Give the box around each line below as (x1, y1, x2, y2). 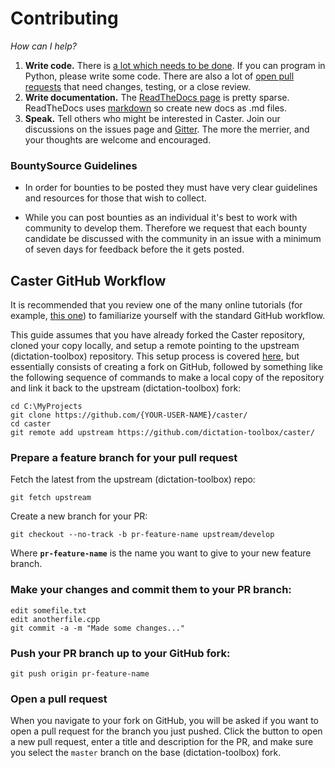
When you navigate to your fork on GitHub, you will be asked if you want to (10, 715, 319, 727)
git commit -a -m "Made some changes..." (10, 623, 186, 633)
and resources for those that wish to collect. (24, 192, 207, 204)
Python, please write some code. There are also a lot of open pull (24, 70, 295, 82)
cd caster (10, 419, 52, 429)
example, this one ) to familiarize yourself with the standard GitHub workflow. (10, 310, 326, 322)
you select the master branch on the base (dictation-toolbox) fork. (10, 747, 282, 759)
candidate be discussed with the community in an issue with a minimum (24, 233, 322, 245)
